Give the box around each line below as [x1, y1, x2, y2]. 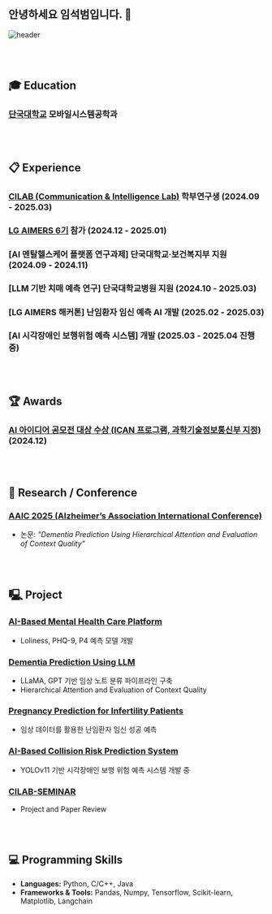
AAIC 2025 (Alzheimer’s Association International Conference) [8, 510, 262, 522]
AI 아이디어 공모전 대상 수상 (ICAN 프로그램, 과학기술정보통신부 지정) [8, 425, 261, 436]
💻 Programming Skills [8, 853, 123, 867]
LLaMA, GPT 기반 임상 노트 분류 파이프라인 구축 [19, 676, 173, 686]
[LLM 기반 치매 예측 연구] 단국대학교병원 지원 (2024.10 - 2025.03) [8, 283, 257, 294]
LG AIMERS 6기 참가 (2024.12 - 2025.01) [8, 224, 167, 236]
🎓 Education [8, 79, 77, 93]
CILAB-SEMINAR [8, 786, 76, 797]
